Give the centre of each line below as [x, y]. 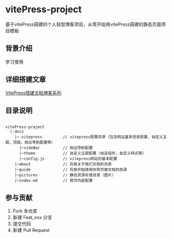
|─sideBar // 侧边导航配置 [56, 148]
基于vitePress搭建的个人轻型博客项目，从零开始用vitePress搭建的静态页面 [83, 24]
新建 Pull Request [31, 230]
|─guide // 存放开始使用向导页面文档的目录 [71, 170]
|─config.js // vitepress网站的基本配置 [68, 159]
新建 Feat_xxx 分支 [32, 217]
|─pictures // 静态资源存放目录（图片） [65, 175]
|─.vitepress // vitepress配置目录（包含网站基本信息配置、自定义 [89, 137]
